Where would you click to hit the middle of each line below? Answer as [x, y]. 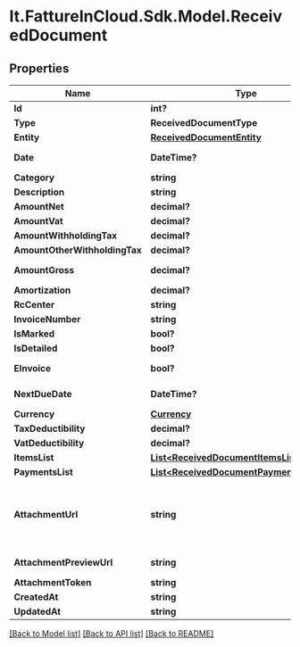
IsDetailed [36, 348]
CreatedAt [36, 597]
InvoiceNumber [47, 319]
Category [34, 178]
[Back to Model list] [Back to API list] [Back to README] [112, 634]
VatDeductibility [49, 443]
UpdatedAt [37, 611]
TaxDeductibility [50, 428]
